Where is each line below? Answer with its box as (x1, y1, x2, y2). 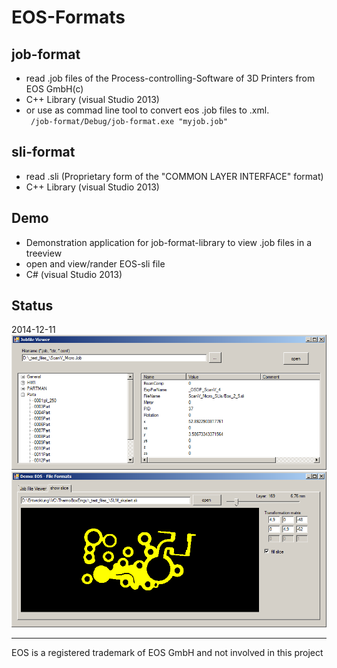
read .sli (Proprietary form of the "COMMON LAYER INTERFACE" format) (25, 170, 324, 182)
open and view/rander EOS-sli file (25, 257, 166, 270)
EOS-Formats (11, 6, 126, 29)
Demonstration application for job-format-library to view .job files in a (25, 236, 313, 248)
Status (11, 297, 54, 315)
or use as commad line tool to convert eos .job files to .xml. (25, 104, 270, 116)
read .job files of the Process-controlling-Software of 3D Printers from (25, 72, 316, 84)
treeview (25, 247, 63, 259)
